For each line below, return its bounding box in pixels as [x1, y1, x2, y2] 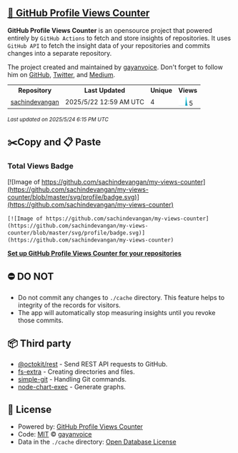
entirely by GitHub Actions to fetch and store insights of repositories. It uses [7, 34, 231, 42]
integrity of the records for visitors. [17, 301, 122, 309]
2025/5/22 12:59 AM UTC [65, 97, 144, 106]
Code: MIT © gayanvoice [17, 430, 92, 439]
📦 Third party [7, 337, 71, 349]
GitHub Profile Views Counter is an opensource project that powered [7, 26, 213, 34]
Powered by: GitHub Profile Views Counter [17, 422, 143, 431]
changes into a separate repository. [7, 49, 112, 57]
